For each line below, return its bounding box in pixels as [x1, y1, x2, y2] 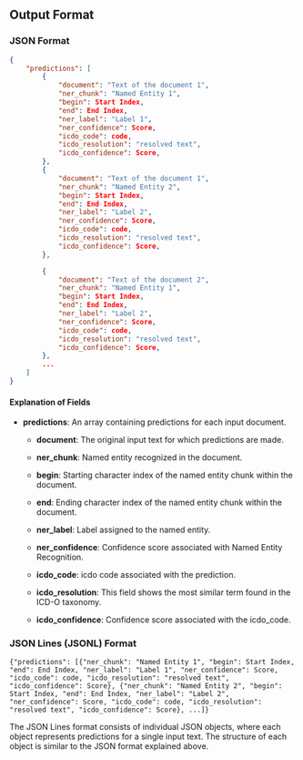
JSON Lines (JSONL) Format [9, 637, 137, 650]
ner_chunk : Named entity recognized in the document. [35, 452, 243, 463]
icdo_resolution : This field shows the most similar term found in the [35, 587, 291, 598]
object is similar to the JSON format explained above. [9, 741, 209, 752]
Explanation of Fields [9, 396, 91, 407]
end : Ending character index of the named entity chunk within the [35, 497, 283, 508]
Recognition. [35, 551, 84, 563]
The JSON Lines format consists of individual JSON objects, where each [9, 722, 281, 733]
